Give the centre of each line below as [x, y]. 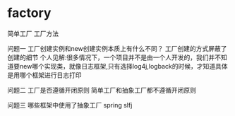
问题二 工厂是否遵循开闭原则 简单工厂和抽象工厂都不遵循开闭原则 [102, 90]
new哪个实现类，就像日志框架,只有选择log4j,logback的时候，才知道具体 [123, 66]
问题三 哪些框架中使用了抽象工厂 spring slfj [70, 105]
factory [29, 13]
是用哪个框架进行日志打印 [44, 75]
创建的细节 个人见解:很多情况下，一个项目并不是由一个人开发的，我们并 [111, 57]
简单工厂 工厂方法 [33, 33]
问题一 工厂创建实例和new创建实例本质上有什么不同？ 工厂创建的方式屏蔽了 [117, 48]
